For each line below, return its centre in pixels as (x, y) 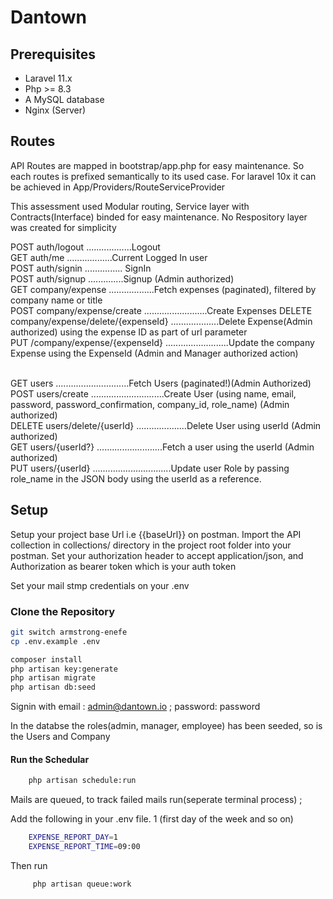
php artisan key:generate (64, 669)
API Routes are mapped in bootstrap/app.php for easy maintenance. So (157, 165)
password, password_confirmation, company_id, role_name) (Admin (150, 404)
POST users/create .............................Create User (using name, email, (153, 393)
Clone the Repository (63, 611)
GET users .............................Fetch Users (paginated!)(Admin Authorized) (161, 383)
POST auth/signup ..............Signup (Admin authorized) (122, 278)
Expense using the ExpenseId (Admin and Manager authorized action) (154, 353)
